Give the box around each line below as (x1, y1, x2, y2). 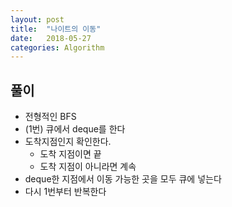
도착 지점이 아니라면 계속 (39, 161, 137, 173)
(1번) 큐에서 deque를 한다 (24, 123, 126, 135)
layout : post (10, 14, 65, 25)
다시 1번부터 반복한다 (24, 186, 107, 198)
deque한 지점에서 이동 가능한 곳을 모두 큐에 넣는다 (24, 173, 222, 185)
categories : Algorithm (10, 42, 105, 53)
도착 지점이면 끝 (39, 148, 102, 160)
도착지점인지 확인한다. (24, 136, 112, 148)
